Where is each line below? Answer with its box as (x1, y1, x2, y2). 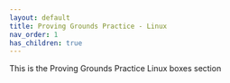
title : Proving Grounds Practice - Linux (9, 22, 168, 31)
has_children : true (9, 38, 83, 48)
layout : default (9, 13, 70, 23)
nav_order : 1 (9, 30, 59, 39)
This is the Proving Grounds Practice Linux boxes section (9, 63, 222, 74)
